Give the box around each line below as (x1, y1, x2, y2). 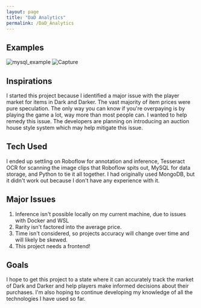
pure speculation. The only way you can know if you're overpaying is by (6, 105, 185, 112)
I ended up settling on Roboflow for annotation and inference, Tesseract (6, 158, 185, 165)
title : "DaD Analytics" (6, 14, 66, 21)
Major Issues (6, 194, 56, 205)
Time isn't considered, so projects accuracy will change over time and (14, 229, 190, 237)
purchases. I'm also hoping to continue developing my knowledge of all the (6, 289, 193, 296)
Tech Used (6, 141, 48, 152)
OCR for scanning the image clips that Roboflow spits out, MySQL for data (6, 164, 191, 171)
